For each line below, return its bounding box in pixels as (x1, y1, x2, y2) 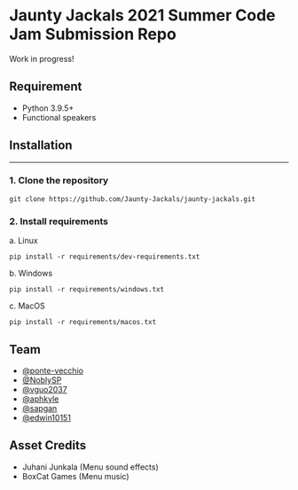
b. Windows (9, 268, 53, 279)
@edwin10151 (21, 412, 71, 423)
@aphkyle (21, 393, 59, 404)
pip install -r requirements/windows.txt (9, 285, 165, 294)
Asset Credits (9, 438, 87, 453)
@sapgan (21, 402, 58, 413)
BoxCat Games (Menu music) (21, 471, 130, 481)
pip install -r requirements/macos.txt (9, 318, 157, 327)
